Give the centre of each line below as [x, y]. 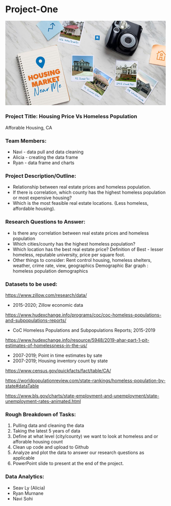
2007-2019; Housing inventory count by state [60, 361]
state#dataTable [22, 386]
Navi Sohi [23, 498]
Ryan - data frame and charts [44, 163]
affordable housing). [34, 209]
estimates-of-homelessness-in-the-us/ [46, 345]
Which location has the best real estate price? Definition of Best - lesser [88, 249]
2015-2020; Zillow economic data [48, 305]
